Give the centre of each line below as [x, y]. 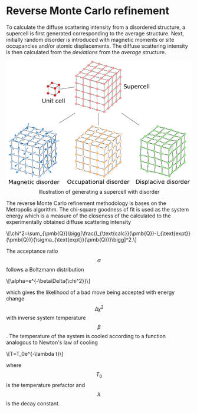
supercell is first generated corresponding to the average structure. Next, [95, 33]
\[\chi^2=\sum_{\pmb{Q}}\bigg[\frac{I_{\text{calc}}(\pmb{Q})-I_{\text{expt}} [98, 233]
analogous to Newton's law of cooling [52, 342]
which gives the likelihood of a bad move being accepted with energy [91, 292]
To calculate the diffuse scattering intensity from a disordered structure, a [96, 27]
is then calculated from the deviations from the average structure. [86, 52]
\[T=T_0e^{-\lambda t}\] [35, 354]
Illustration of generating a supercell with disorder [99, 191]
